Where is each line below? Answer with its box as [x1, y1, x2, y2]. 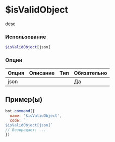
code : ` [10, 118, 26, 123]
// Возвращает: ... [5, 127, 46, 132]
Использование [5, 33, 46, 40]
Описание [29, 69, 55, 77]
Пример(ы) [5, 95, 43, 104]
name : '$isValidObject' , [10, 113, 62, 118]
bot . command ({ [5, 109, 35, 114]
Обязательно [74, 69, 107, 77]
